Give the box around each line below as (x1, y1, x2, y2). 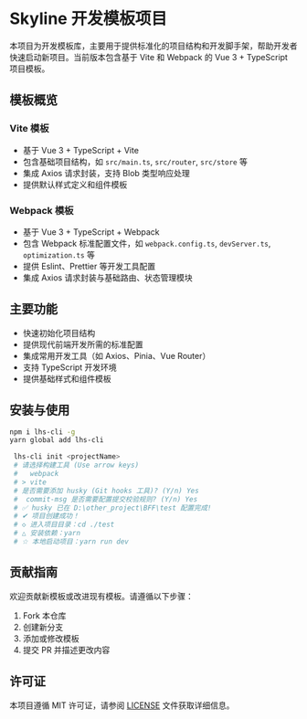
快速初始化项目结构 (22, 327, 96, 338)
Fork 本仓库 (22, 609, 67, 621)
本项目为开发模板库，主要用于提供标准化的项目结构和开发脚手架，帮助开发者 (9, 40, 298, 51)
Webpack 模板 (9, 204, 74, 217)
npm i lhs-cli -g (9, 427, 76, 437)
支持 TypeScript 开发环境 (22, 362, 117, 373)
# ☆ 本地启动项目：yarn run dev (13, 537, 130, 546)
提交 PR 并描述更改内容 (22, 644, 111, 655)
